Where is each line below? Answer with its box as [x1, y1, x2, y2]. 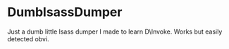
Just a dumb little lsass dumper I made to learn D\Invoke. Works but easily [7, 27, 223, 36]
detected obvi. [7, 34, 49, 43]
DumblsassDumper [7, 4, 123, 20]
